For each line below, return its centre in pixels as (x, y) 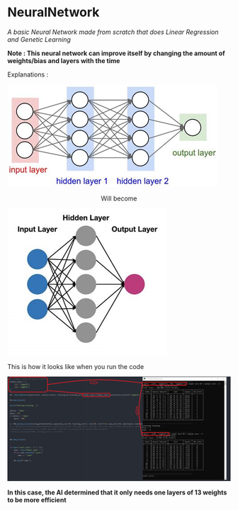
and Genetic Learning (39, 39)
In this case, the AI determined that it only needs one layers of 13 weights (117, 492)
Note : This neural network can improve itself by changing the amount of (116, 53)
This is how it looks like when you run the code (76, 366)
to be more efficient (37, 499)
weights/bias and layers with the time (64, 60)
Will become (119, 198)
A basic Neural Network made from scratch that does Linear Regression (113, 32)
